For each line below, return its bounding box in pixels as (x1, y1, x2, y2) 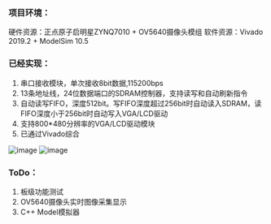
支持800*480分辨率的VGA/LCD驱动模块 (20, 118, 155, 128)
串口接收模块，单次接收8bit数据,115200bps (20, 78, 164, 88)
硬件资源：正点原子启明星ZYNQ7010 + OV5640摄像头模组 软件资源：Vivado (8, 27, 264, 37)
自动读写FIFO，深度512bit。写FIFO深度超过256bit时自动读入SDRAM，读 (20, 98, 262, 108)
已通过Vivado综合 (20, 128, 80, 139)
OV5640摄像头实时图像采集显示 (20, 196, 128, 206)
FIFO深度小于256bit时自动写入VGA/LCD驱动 (20, 108, 168, 118)
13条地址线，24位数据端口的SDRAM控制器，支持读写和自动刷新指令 (20, 88, 248, 98)
